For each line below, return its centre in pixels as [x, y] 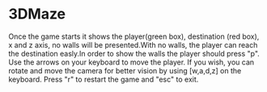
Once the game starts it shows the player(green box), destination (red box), [134, 36]
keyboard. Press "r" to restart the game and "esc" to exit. [104, 79]
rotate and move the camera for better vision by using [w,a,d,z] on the [125, 70]
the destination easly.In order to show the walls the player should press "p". [134, 53]
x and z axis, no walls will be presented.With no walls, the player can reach [133, 44]
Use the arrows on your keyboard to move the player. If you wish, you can [131, 62]
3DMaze [37, 14]
